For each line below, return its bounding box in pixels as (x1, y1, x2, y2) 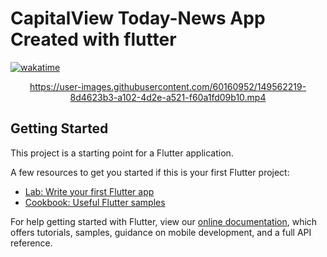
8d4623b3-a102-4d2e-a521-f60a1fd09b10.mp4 (69, 91, 267, 103)
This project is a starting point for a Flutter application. (10, 147, 234, 159)
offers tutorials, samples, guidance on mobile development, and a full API (10, 226, 312, 238)
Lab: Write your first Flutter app (24, 185, 155, 197)
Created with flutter (10, 28, 177, 51)
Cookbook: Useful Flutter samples (24, 196, 166, 208)
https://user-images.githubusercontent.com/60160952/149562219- (29, 80, 307, 92)
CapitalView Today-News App (10, 7, 266, 30)
